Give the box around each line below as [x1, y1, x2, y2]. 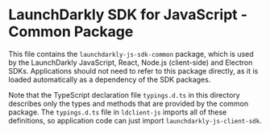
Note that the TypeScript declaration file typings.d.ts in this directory [8, 90, 240, 99]
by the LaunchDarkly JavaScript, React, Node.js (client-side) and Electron [8, 58, 253, 67]
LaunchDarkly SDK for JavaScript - [8, 6, 248, 24]
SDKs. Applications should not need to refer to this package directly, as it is [8, 66, 259, 75]
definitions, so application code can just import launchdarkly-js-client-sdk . [8, 115, 262, 125]
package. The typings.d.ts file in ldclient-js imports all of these [8, 107, 227, 117]
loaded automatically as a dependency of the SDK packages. [8, 75, 211, 84]
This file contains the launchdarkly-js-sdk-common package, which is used [8, 49, 254, 58]
